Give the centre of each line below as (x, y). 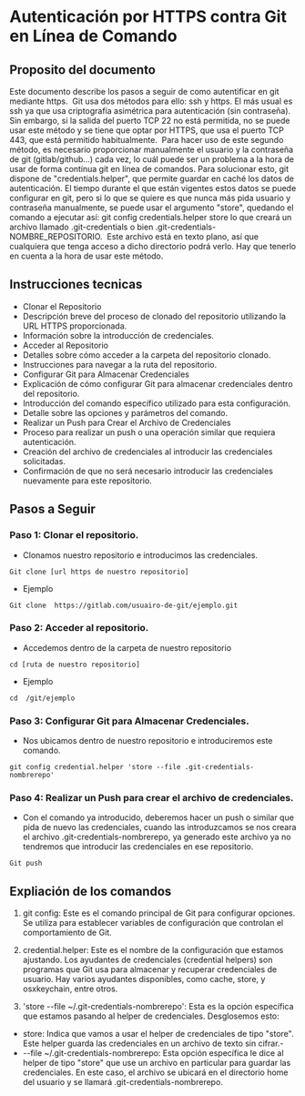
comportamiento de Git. (67, 933)
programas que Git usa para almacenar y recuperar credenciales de (150, 969)
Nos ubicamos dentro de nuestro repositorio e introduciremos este (147, 741)
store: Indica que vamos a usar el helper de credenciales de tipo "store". (158, 1034)
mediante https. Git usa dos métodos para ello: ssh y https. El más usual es (151, 101)
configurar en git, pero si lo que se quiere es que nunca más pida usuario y (150, 198)
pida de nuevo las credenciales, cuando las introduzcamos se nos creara (159, 827)
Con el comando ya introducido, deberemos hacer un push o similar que (158, 817)
